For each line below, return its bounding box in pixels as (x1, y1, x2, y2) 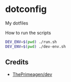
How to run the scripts (5, 29, 51, 35)
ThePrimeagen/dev (12, 71, 52, 77)
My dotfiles (5, 20, 28, 26)
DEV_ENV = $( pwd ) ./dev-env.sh (5, 44, 66, 49)
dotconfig (5, 3, 47, 15)
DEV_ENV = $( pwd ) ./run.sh (5, 39, 57, 44)
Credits (5, 58, 29, 66)
